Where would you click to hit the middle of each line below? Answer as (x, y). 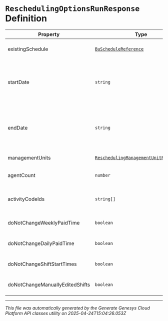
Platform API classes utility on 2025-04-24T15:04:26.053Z (66, 313)
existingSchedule (28, 49)
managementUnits (29, 157)
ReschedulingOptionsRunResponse (72, 9)
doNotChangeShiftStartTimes (42, 264)
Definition (26, 18)
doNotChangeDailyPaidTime (41, 243)
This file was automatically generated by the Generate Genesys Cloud (77, 308)
